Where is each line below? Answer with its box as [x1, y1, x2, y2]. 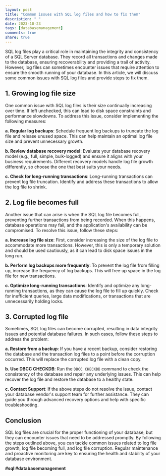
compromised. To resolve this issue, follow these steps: [5, 227, 118, 233]
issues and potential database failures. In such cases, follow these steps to [5, 331, 158, 337]
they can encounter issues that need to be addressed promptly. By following [5, 435, 161, 441]
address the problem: [5, 336, 49, 342]
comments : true [5, 30, 37, 35]
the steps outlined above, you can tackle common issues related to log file [5, 440, 157, 446]
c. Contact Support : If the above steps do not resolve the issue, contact [5, 386, 153, 392]
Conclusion [5, 416, 42, 424]
